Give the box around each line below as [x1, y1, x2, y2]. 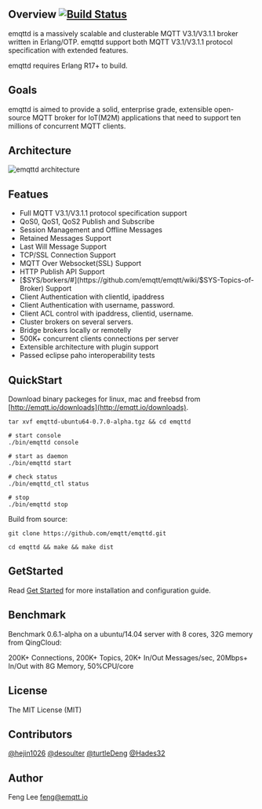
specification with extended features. [8, 45, 129, 55]
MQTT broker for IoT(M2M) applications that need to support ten [32, 113, 242, 122]
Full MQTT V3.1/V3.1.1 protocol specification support [19, 209, 187, 218]
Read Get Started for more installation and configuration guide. [8, 586, 212, 595]
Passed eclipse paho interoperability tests [19, 351, 155, 360]
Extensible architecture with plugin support [19, 342, 159, 352]
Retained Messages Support [19, 234, 112, 243]
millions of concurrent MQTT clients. [8, 121, 126, 131]
